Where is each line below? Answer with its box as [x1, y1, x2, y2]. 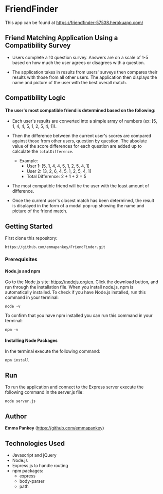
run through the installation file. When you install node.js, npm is [5, 284, 134, 290]
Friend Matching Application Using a [5, 34, 118, 42]
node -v [5, 304, 21, 309]
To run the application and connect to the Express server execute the [5, 384, 144, 390]
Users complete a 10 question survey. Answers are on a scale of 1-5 [12, 54, 148, 60]
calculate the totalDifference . [12, 148, 73, 155]
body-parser [19, 478, 45, 484]
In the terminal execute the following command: [5, 348, 101, 354]
